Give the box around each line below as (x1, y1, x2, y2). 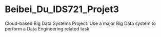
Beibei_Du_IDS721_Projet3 (5, 4, 119, 15)
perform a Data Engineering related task (5, 25, 90, 31)
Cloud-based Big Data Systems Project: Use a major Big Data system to (5, 20, 156, 26)
